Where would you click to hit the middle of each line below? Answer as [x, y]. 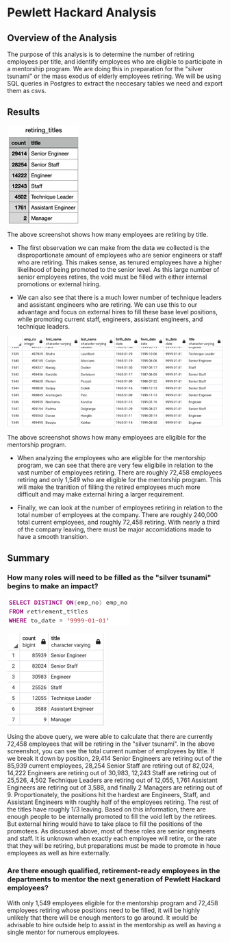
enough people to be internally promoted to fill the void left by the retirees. [112, 817]
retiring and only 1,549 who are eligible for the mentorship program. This [119, 479]
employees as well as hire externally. [59, 853]
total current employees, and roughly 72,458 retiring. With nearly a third [118, 522]
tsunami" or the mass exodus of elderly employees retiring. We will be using [114, 76]
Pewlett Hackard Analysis [82, 13]
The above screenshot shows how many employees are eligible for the [107, 437]
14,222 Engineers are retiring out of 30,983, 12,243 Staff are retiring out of [112, 773]
